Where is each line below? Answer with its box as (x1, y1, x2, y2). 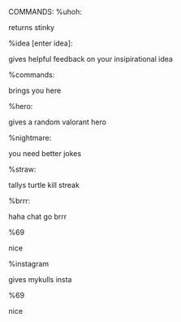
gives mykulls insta (8, 275, 72, 284)
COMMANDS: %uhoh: (8, 7, 83, 16)
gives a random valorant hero (8, 117, 107, 127)
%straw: (8, 164, 37, 174)
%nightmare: (8, 133, 52, 142)
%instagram (8, 259, 50, 268)
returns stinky (8, 23, 55, 32)
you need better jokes (8, 149, 82, 158)
